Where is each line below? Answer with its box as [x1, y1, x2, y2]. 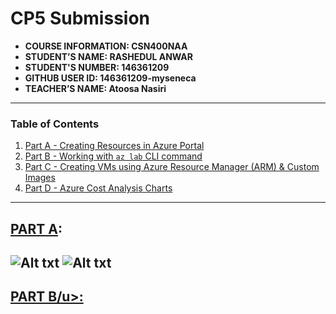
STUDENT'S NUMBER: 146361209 [24, 61, 170, 73]
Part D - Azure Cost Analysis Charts [24, 182, 173, 194]
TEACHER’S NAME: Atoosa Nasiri [24, 82, 167, 94]
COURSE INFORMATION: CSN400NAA [24, 40, 188, 52]
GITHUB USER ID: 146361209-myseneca [24, 72, 197, 84]
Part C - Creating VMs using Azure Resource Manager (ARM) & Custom [24, 161, 320, 173]
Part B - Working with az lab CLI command [24, 150, 203, 162]
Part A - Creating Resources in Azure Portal [24, 140, 205, 152]
